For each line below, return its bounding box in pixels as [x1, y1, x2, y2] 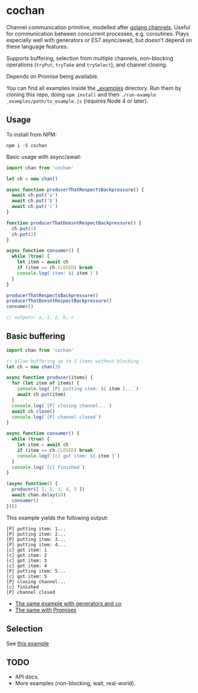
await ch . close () [11, 408, 56, 414]
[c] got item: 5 [6, 573, 47, 579]
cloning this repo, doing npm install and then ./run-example [6, 91, 156, 98]
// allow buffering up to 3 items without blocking [6, 358, 139, 364]
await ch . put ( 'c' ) [11, 204, 59, 210]
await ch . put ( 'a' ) [11, 192, 59, 198]
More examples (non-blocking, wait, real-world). [14, 680, 136, 687]
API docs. [14, 673, 39, 680]
